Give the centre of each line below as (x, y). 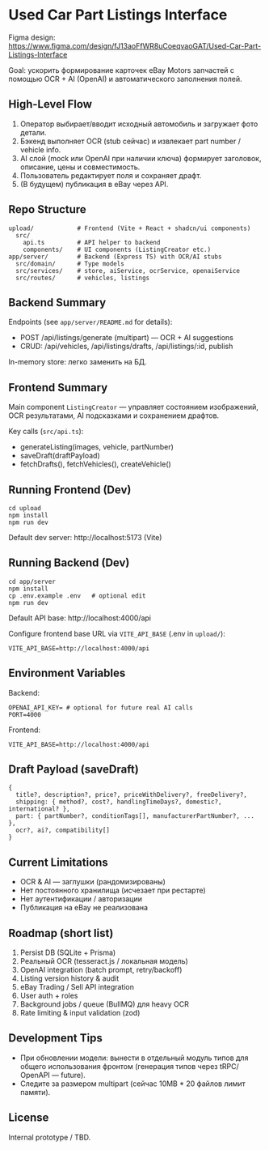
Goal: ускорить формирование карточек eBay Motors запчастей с (122, 70)
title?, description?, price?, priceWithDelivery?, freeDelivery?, (132, 795)
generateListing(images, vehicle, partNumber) (97, 447)
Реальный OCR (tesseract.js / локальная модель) (104, 961)
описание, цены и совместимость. (80, 167)
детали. (33, 132)
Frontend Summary (58, 388)
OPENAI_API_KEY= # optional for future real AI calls (101, 707)
